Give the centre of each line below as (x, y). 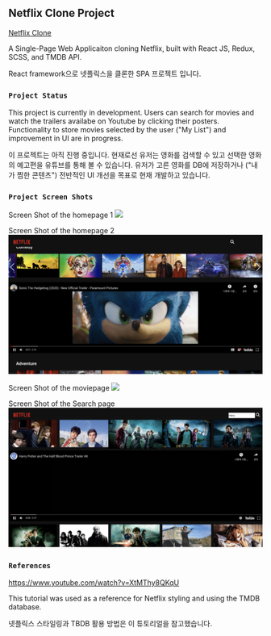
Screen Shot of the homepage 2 (62, 231)
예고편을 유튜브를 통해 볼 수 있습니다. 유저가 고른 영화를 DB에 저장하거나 (130, 165)
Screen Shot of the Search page (62, 404)
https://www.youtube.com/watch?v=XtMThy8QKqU (94, 582)
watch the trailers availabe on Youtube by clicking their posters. (114, 121)
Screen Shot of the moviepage (59, 388)
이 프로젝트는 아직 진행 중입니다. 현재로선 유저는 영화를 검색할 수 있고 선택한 (128, 155)
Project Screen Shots (51, 197)
